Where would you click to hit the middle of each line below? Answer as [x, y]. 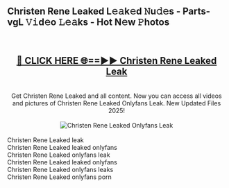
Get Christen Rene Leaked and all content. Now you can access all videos [117, 96]
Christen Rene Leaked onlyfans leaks [60, 169]
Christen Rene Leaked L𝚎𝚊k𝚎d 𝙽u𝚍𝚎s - [94, 11]
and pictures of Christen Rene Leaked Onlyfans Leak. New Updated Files [117, 103]
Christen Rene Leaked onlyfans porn [60, 177]
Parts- [196, 11]
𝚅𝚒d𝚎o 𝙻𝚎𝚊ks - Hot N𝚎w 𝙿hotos [97, 23]
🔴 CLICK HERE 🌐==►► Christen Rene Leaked [117, 61]
